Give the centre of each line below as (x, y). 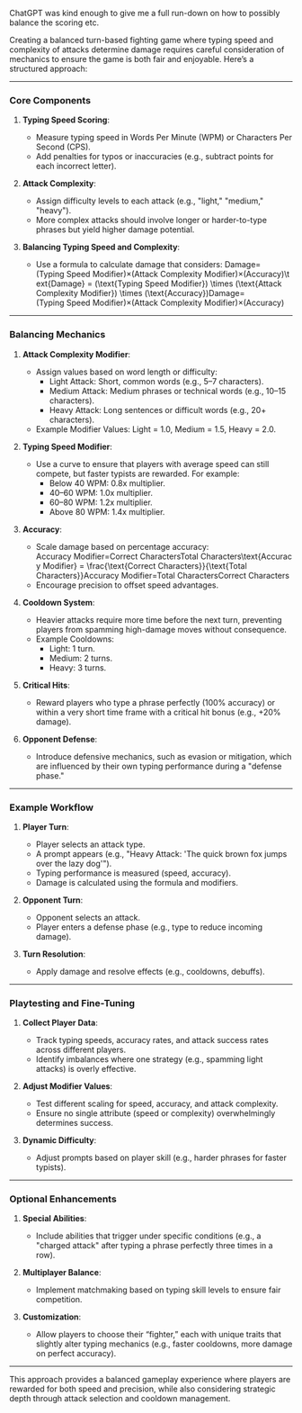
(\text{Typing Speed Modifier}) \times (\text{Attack (188, 283)
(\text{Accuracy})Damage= (195, 293)
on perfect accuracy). (76, 1354)
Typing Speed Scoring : (66, 120)
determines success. (75, 1123)
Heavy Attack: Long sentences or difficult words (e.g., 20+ (158, 409)
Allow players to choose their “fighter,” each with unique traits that (158, 1335)
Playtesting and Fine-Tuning (72, 1003)
